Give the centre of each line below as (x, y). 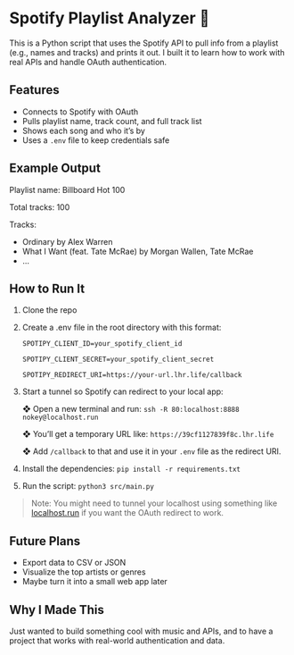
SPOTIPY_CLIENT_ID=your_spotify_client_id (102, 344)
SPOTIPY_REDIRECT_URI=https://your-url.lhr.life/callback (132, 375)
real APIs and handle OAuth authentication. (88, 62)
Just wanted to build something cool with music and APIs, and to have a (141, 631)
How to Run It (47, 288)
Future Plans (45, 541)
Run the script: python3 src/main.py (88, 486)
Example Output (55, 168)
